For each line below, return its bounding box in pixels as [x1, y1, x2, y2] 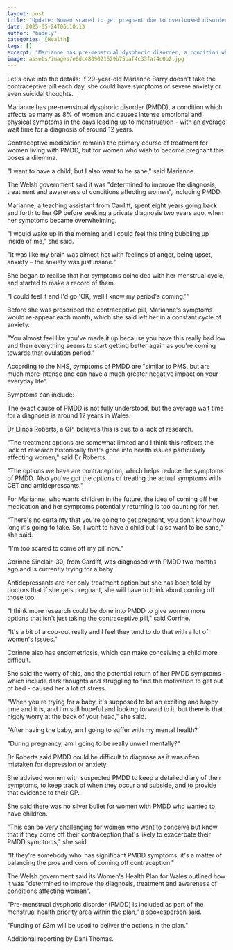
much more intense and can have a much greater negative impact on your [7, 370, 218, 378]
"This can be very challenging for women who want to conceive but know [7, 823, 218, 831]
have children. [7, 809, 48, 818]
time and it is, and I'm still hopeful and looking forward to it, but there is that [7, 704, 223, 713]
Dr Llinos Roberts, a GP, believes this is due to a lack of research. [7, 425, 193, 433]
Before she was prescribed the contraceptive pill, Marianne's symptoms [7, 306, 213, 314]
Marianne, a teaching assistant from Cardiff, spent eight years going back [7, 201, 217, 209]
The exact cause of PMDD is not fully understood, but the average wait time [7, 404, 224, 412]
